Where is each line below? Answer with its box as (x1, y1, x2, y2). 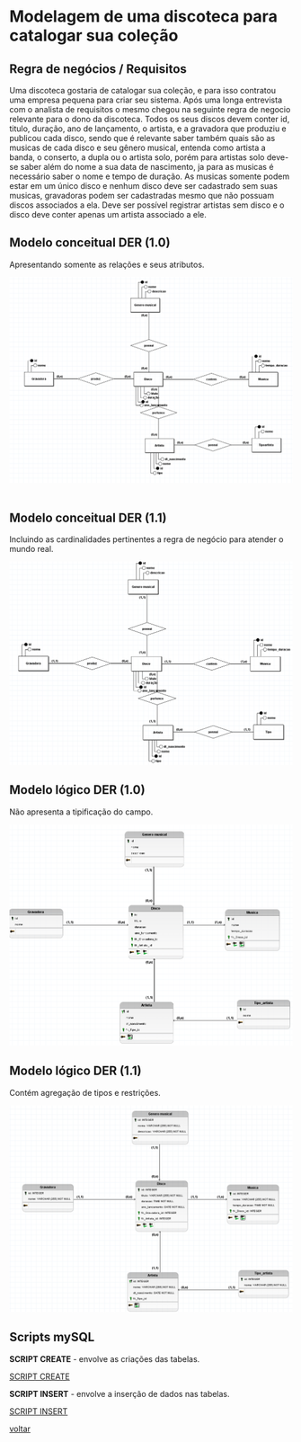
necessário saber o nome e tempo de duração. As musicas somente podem (9, 171, 290, 182)
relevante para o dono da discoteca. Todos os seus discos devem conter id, (9, 114, 290, 124)
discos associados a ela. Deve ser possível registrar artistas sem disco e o (9, 200, 285, 210)
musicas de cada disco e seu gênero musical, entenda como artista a (9, 142, 267, 153)
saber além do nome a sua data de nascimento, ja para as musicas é (20, 162, 274, 172)
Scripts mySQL (9, 1330, 95, 1345)
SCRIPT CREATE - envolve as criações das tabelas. (9, 1353, 200, 1364)
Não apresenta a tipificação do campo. (9, 806, 154, 817)
